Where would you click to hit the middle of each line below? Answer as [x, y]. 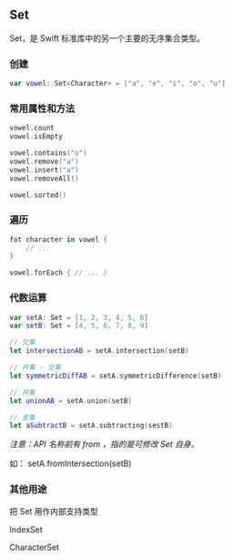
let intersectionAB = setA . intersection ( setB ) [99, 351]
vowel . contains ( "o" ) [49, 153]
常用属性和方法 [42, 109]
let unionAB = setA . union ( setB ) [71, 400]
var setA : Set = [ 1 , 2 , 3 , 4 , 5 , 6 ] [79, 317]
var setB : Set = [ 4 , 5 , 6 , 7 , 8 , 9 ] [79, 326]
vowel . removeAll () [44, 178]
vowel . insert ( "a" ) [44, 170]
